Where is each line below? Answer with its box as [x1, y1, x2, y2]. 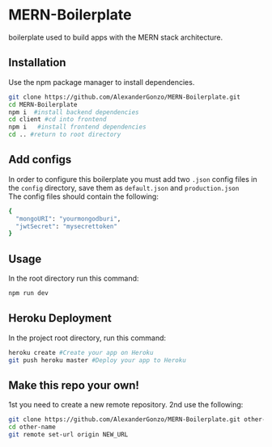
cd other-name [8, 423, 57, 432]
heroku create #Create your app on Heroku [8, 348, 154, 356]
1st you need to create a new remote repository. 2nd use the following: [8, 400, 244, 410]
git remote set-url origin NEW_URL [8, 431, 129, 439]
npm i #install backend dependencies [8, 108, 139, 116]
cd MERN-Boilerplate [8, 100, 79, 108]
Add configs [8, 153, 72, 167]
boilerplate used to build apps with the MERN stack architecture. [8, 32, 223, 42]
